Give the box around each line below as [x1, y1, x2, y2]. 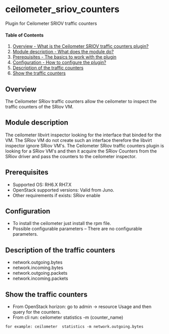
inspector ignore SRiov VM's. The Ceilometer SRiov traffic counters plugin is [5, 142, 164, 149]
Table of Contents [5, 32, 44, 38]
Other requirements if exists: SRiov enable [12, 192, 101, 198]
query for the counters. [12, 309, 61, 315]
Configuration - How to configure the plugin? [12, 59, 106, 65]
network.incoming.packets [12, 275, 68, 282]
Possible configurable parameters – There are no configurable [12, 226, 143, 232]
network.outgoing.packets [12, 270, 68, 276]
